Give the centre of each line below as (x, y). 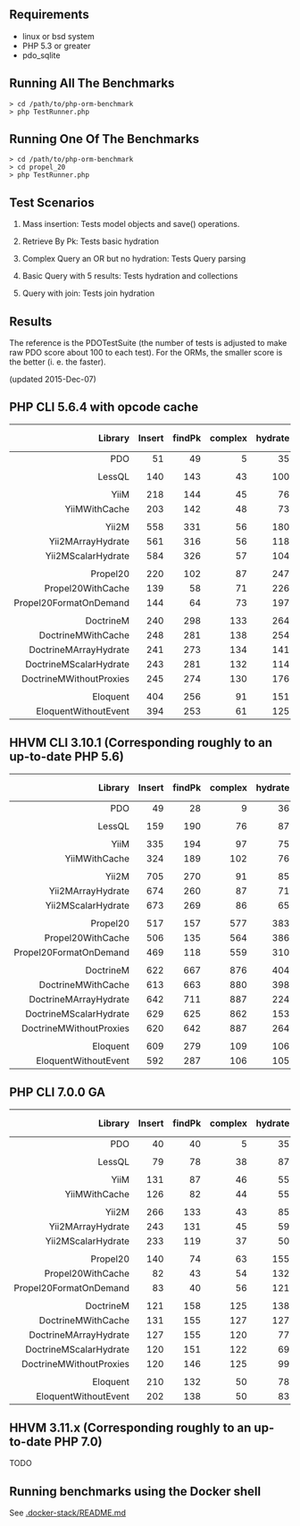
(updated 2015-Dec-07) (53, 380)
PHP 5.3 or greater (56, 46)
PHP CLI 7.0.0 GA (57, 1092)
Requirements (49, 15)
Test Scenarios (52, 202)
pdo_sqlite (41, 55)
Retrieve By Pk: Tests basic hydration (90, 241)
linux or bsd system (58, 36)
